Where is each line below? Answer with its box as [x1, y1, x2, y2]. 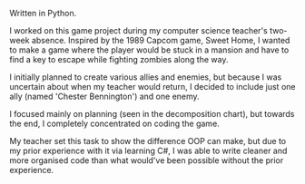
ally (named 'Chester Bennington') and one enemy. [9, 91, 200, 102]
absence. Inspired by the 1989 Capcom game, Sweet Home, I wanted [31, 35, 290, 45]
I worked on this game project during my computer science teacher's [9, 25, 268, 35]
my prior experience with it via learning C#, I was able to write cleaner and [9, 145, 288, 156]
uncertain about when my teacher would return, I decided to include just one [9, 82, 296, 92]
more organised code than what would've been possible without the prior [9, 155, 284, 166]
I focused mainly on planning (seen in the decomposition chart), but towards [9, 109, 295, 119]
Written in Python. [9, 8, 77, 18]
